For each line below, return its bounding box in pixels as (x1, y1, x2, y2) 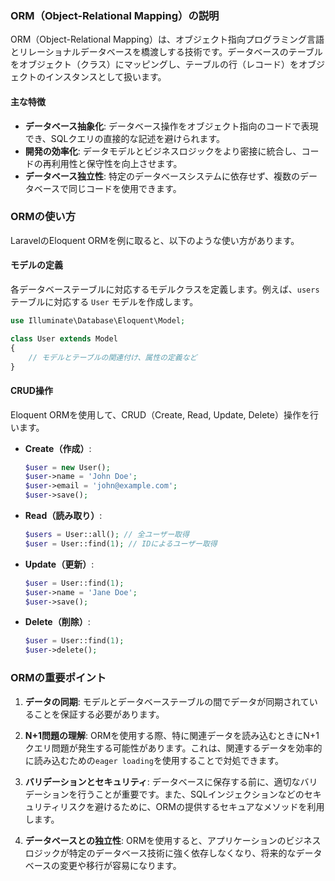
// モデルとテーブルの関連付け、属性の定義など (28, 352, 198, 362)
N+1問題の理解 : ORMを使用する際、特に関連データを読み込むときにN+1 (24, 729, 320, 741)
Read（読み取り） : (24, 510, 103, 522)
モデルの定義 (10, 259, 63, 271)
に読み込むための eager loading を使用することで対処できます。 (24, 754, 285, 766)
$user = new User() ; (24, 462, 111, 472)
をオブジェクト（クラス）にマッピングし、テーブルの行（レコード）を (10, 58, 299, 71)
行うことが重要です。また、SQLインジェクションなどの (77, 788, 305, 800)
